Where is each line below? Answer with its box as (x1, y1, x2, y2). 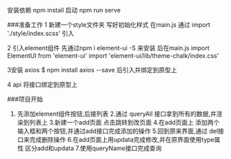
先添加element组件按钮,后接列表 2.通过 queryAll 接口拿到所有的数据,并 (17, 109, 217, 118)
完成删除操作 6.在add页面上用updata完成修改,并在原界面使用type (29, 136, 215, 143)
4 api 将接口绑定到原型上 (7, 81, 78, 88)
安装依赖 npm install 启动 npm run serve (7, 6, 121, 14)
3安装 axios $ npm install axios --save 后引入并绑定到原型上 (7, 66, 177, 74)
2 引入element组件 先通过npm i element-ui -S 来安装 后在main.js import (7, 44, 210, 52)
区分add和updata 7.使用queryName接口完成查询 (25, 144, 162, 152)
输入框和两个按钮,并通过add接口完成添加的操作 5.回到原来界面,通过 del (17, 127, 219, 135)
